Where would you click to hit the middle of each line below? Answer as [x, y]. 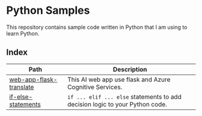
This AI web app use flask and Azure [119, 79]
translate [22, 87]
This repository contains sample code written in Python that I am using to [97, 27]
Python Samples [48, 11]
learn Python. [23, 33]
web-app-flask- [33, 79]
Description [130, 69]
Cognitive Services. [95, 87]
